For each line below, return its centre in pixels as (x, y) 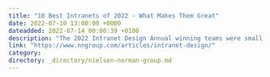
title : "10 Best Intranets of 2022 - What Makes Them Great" (114, 16)
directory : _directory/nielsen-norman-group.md (90, 61)
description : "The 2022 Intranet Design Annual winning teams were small (136, 38)
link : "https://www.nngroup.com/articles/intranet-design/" (112, 46)
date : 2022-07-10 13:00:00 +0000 (65, 23)
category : (25, 53)
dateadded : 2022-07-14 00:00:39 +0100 (74, 30)
